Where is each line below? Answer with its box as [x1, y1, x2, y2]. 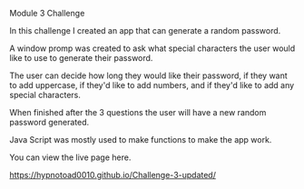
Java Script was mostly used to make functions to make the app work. [9, 134, 272, 144]
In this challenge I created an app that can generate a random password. [9, 25, 281, 35]
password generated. [9, 117, 90, 127]
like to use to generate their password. [9, 53, 153, 63]
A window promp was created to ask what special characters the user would [9, 43, 296, 54]
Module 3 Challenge [9, 8, 85, 18]
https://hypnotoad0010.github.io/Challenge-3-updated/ [9, 170, 216, 180]
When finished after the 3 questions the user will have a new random [9, 107, 267, 117]
